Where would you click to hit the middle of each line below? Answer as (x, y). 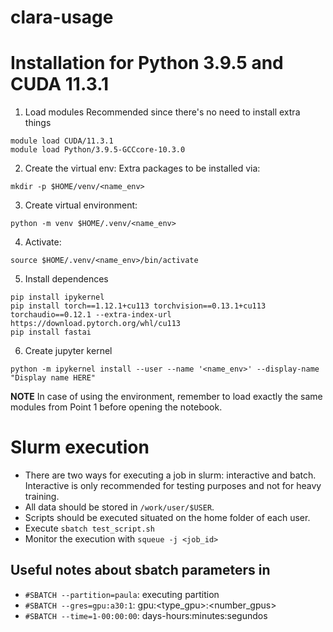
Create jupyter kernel (68, 351)
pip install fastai (51, 332)
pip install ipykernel (57, 297)
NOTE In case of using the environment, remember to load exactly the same (166, 397)
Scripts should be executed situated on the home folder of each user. (167, 518)
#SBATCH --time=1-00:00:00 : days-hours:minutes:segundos (146, 615)
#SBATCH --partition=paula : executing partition (122, 594)
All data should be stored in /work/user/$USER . (119, 507)
